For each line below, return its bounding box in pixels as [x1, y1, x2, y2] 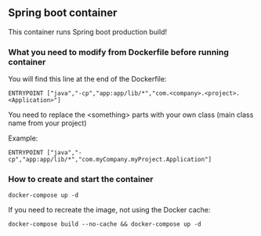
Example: [8, 133, 38, 143]
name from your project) [8, 118, 88, 128]
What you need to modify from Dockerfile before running [8, 46, 230, 57]
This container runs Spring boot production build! [8, 27, 168, 36]
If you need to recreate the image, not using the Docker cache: [8, 205, 211, 215]
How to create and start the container [8, 174, 154, 185]
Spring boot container [8, 6, 118, 20]
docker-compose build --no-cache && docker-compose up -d [8, 220, 201, 228]
